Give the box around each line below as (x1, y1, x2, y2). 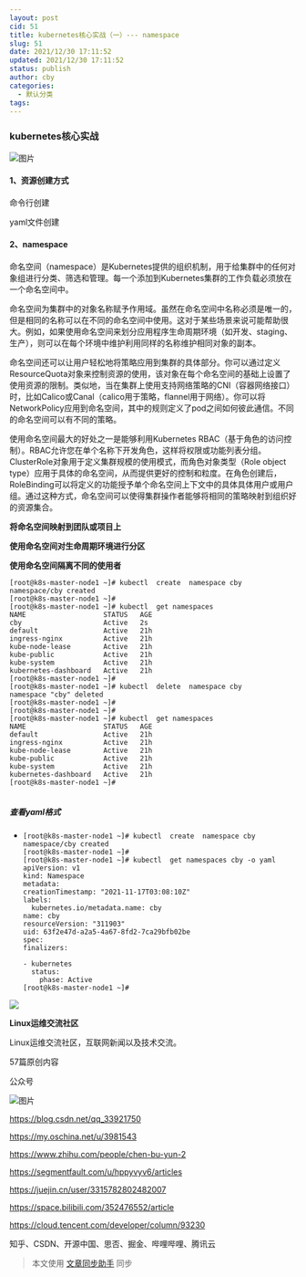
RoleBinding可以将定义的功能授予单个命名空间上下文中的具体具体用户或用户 (9, 479, 294, 490)
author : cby (9, 73, 55, 82)
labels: (22, 895, 52, 905)
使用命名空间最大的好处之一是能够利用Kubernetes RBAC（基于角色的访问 (9, 434, 284, 445)
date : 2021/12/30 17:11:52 (9, 47, 112, 57)
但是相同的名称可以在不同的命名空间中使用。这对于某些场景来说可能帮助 (9, 315, 280, 326)
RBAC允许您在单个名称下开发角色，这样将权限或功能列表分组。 (28, 445, 267, 456)
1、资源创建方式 (9, 175, 70, 186)
